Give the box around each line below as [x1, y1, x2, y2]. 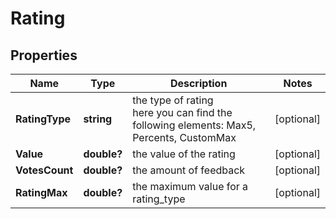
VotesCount [15, 163, 74, 177]
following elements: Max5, [132, 118, 257, 132]
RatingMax [15, 186, 68, 199]
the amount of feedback [132, 163, 246, 177]
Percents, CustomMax [132, 131, 237, 144]
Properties [10, 47, 78, 64]
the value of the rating [132, 147, 236, 161]
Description [169, 77, 228, 90]
